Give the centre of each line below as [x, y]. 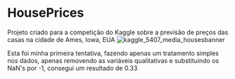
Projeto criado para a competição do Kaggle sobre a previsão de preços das [118, 32]
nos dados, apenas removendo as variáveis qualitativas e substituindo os [113, 60]
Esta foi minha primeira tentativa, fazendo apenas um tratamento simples [113, 53]
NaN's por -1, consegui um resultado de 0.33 [72, 68]
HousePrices [46, 13]
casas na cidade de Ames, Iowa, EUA [61, 39]
